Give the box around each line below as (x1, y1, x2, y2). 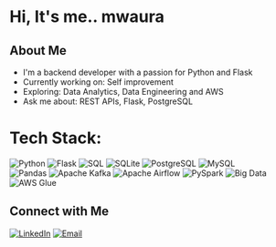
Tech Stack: (9, 128, 102, 149)
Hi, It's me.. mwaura (9, 6, 165, 27)
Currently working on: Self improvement (22, 77, 174, 87)
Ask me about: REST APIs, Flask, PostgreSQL (22, 96, 194, 107)
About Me (9, 43, 67, 58)
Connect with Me (9, 203, 110, 220)
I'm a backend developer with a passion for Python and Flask (22, 67, 253, 77)
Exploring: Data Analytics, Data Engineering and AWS (22, 87, 224, 97)
